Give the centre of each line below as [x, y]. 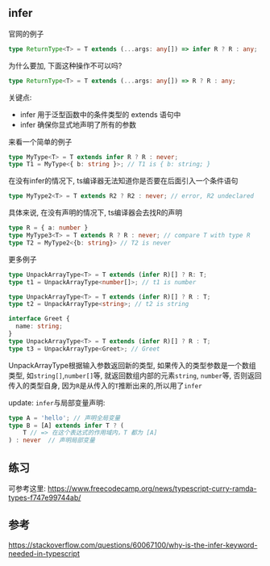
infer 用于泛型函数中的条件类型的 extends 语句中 [100, 114]
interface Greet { [39, 319]
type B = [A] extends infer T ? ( [66, 426]
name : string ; [39, 326]
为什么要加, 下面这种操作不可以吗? [65, 65]
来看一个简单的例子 [40, 141]
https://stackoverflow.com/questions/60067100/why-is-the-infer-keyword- [133, 545]
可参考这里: [27, 488]
